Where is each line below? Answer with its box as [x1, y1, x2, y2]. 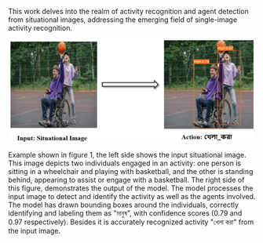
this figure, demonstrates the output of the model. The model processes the [8, 183, 254, 193]
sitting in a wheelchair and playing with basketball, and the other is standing [8, 167, 254, 176]
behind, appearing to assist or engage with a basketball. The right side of [8, 176, 245, 185]
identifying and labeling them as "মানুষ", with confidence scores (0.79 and [8, 209, 243, 218]
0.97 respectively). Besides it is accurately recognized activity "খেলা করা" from [8, 217, 254, 227]
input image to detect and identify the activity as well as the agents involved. [8, 192, 256, 201]
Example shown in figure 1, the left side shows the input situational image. [8, 151, 247, 160]
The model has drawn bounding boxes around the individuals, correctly [8, 200, 239, 210]
